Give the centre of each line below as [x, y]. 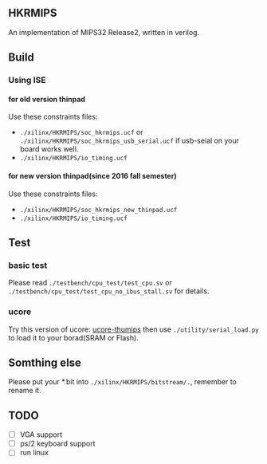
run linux [34, 453]
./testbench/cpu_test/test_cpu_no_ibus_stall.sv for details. [109, 291]
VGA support [41, 435]
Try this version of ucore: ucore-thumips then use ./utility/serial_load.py [133, 329]
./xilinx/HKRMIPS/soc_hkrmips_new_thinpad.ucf [98, 210]
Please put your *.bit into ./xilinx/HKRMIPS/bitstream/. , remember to [122, 382]
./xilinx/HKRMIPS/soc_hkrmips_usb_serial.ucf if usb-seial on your [130, 141]
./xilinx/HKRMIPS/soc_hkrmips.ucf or [81, 132]
